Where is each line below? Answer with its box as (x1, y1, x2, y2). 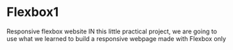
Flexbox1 (6, 4, 59, 20)
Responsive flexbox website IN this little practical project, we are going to (6, 27, 218, 35)
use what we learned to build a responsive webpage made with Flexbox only (6, 34, 227, 42)
